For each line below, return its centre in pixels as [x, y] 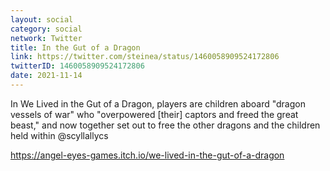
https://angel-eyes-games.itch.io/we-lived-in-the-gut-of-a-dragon [147, 155]
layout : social [42, 19]
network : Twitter [46, 38]
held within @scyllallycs [59, 135]
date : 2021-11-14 [46, 76]
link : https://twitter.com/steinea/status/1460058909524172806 [145, 57]
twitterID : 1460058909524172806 [77, 66]
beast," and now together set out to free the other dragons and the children [165, 125]
